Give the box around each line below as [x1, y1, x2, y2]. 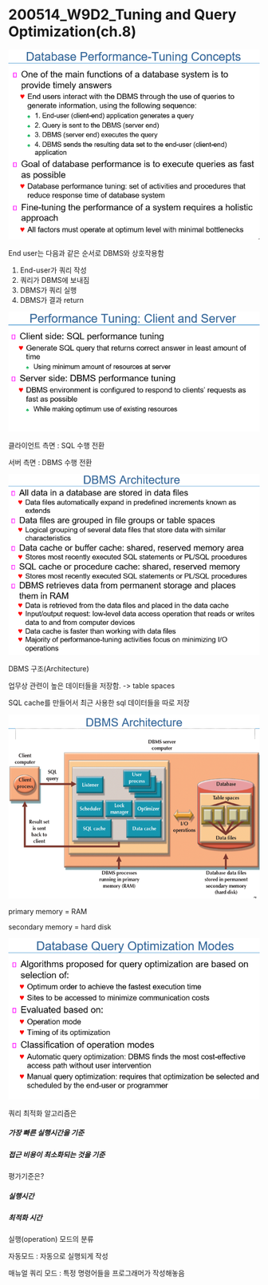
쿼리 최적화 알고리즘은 [8, 1108, 77, 1118]
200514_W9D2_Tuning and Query [8, 6, 237, 24]
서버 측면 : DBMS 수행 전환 [8, 458, 93, 467]
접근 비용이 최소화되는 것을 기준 [8, 1149, 105, 1160]
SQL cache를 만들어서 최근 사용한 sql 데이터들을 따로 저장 [8, 698, 190, 707]
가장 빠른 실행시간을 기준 [8, 1128, 85, 1138]
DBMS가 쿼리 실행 [19, 285, 77, 295]
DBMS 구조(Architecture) [8, 663, 89, 673]
